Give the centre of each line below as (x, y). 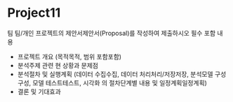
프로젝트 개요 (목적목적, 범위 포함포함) (69, 57)
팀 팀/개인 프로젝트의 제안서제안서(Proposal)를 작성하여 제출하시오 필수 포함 (112, 33)
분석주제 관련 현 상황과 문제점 (58, 65)
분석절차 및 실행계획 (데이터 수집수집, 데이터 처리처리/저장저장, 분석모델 (115, 74)
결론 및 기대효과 (39, 92)
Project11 (34, 13)
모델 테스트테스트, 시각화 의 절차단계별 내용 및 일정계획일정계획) (120, 82)
